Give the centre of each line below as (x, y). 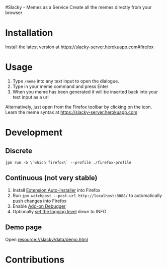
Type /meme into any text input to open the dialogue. (66, 81)
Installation (29, 33)
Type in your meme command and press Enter (60, 86)
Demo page (24, 228)
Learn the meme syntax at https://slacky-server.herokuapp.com (71, 112)
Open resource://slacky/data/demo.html (47, 239)
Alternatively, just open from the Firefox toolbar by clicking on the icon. (79, 107)
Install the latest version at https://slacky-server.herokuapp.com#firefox (79, 47)
